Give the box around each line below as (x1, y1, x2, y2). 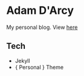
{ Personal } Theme (15, 63, 64, 71)
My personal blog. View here (6, 24, 78, 31)
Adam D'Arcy (6, 4, 74, 17)
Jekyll (15, 57, 30, 64)
